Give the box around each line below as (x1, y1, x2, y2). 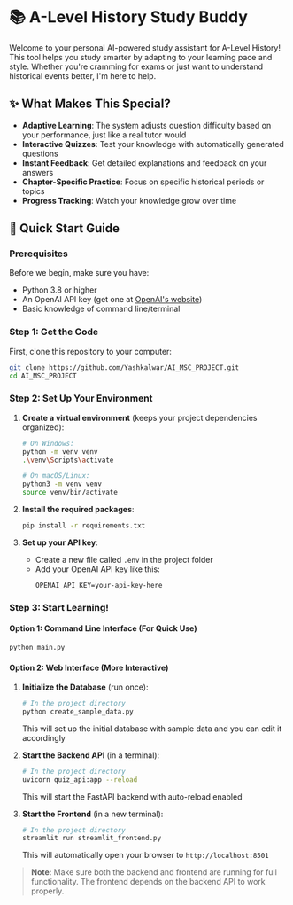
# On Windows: (21, 439, 74, 448)
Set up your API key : (21, 537, 99, 548)
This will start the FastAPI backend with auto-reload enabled (21, 791, 243, 802)
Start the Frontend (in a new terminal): (21, 808, 164, 819)
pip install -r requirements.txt (21, 521, 146, 530)
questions (21, 148, 59, 159)
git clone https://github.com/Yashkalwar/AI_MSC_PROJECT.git (9, 363, 240, 372)
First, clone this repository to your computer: (9, 346, 173, 356)
